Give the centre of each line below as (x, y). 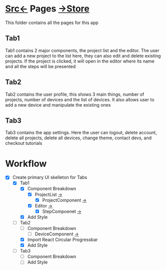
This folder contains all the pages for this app (52, 23)
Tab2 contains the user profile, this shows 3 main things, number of (75, 94)
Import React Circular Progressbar (63, 239)
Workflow (26, 164)
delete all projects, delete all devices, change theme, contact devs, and (78, 138)
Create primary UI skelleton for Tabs (50, 177)
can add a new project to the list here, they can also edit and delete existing (83, 56)
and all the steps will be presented (40, 66)
